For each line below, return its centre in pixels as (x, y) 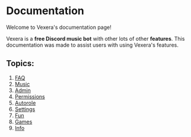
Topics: (20, 63)
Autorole (25, 103)
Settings (25, 109)
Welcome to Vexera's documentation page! (59, 27)
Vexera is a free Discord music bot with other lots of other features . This (95, 38)
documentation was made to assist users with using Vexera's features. (93, 45)
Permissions (30, 96)
